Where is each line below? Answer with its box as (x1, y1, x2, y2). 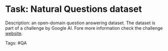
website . (5, 30, 23, 36)
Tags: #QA (5, 40, 27, 46)
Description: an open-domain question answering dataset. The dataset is (5, 20, 155, 26)
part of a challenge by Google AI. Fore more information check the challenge (5, 25, 163, 31)
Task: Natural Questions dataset (5, 3, 142, 15)
